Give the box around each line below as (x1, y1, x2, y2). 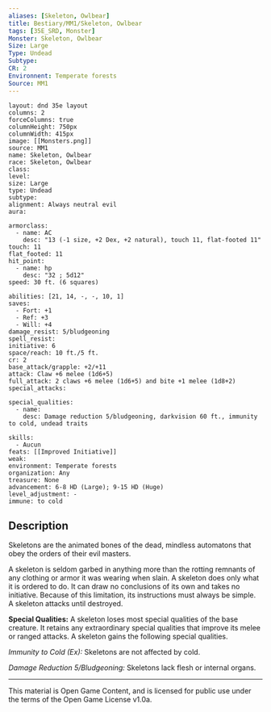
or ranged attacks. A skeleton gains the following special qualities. (8, 631, 228, 642)
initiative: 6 (8, 341, 56, 350)
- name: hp (15, 264, 52, 272)
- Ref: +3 (15, 313, 48, 321)
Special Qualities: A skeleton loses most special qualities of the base (8, 614, 239, 624)
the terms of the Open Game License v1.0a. (8, 695, 152, 705)
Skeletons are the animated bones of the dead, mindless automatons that (8, 540, 252, 550)
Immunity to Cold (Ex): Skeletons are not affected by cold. (8, 647, 201, 657)
